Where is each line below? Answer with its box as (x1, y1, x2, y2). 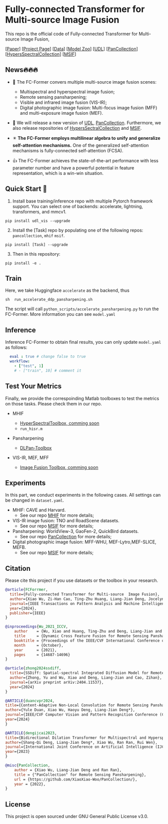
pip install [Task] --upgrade (5, 242, 68, 247)
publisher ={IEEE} (9, 610, 46, 615)
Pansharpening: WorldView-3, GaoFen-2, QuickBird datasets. (12, 528, 139, 534)
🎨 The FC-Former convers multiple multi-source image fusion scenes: (12, 79, 156, 85)
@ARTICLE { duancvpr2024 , (5, 698, 55, 703)
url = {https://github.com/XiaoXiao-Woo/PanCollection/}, (14, 777, 137, 782)
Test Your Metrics (5, 382, 62, 390)
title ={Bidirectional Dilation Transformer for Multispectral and (5, 735, 146, 740)
